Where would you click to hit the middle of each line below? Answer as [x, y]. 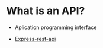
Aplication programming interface [56, 27]
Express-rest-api [35, 39]
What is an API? [46, 11]
